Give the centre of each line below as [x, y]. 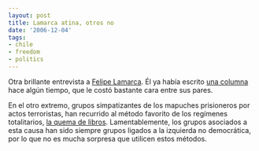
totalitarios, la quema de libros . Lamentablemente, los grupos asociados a [128, 122]
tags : [17, 37]
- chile [21, 45]
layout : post [30, 15]
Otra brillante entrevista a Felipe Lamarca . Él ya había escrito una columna [128, 81]
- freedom [24, 52]
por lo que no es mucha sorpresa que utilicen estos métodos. [107, 138]
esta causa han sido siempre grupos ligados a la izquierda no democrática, [130, 130]
